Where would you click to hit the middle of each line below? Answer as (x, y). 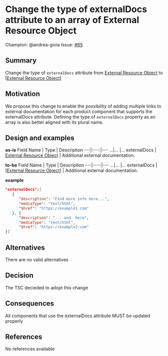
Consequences (30, 304)
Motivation (23, 94)
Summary (21, 61)
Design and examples (40, 138)
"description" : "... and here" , (54, 218)
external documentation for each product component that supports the (79, 111)
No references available (30, 349)
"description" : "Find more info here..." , (64, 199)
